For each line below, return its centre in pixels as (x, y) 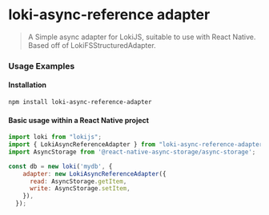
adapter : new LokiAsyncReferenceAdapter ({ (94, 173)
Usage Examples (42, 66)
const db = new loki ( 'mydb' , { (60, 166)
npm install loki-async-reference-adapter (80, 102)
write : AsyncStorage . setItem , (80, 189)
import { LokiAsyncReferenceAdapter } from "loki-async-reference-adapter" (137, 145)
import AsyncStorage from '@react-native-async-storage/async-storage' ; (132, 152)
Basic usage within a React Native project (79, 120)
